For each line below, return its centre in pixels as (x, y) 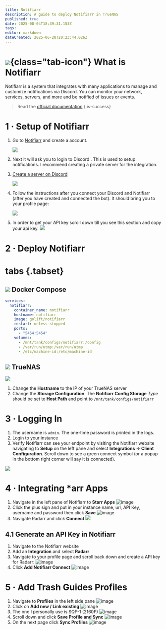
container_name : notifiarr (42, 310)
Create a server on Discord (40, 174)
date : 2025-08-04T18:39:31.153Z (38, 24)
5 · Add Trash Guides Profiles (66, 588)
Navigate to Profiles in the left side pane (54, 601)
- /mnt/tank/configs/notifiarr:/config (59, 342)
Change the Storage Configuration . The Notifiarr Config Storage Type (85, 394)
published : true (22, 19)
